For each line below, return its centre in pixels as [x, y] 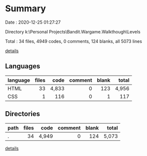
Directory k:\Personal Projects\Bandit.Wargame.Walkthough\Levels [73, 31]
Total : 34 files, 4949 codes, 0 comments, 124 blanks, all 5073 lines [73, 41]
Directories [23, 114]
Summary [25, 9]
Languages [23, 66]
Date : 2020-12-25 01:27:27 [33, 22]
